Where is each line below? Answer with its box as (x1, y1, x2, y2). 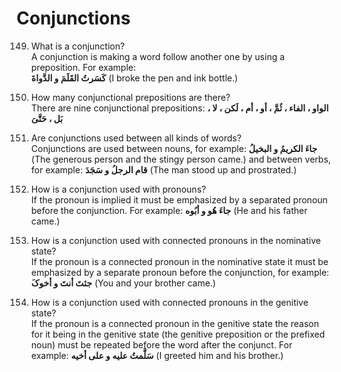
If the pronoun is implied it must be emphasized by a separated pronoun (30, 193, 328, 206)
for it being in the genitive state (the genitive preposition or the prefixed (30, 328, 326, 340)
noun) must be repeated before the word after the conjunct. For (30, 338, 293, 351)
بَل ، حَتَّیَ (30, 112, 63, 124)
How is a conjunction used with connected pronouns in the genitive (30, 296, 309, 308)
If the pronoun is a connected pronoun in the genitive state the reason (30, 317, 319, 329)
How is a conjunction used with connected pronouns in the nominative (30, 234, 321, 246)
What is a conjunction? (30, 40, 126, 52)
